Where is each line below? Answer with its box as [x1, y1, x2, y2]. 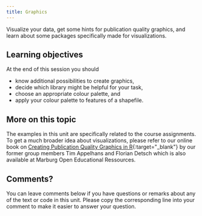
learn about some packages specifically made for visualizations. [6, 32, 167, 39]
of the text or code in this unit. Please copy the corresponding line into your [6, 197, 195, 204]
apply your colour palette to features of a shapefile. [15, 96, 144, 104]
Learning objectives [6, 50, 84, 60]
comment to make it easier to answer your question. [6, 203, 136, 210]
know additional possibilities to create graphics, [15, 77, 135, 85]
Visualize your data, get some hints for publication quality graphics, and [6, 25, 186, 33]
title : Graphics [6, 8, 47, 15]
